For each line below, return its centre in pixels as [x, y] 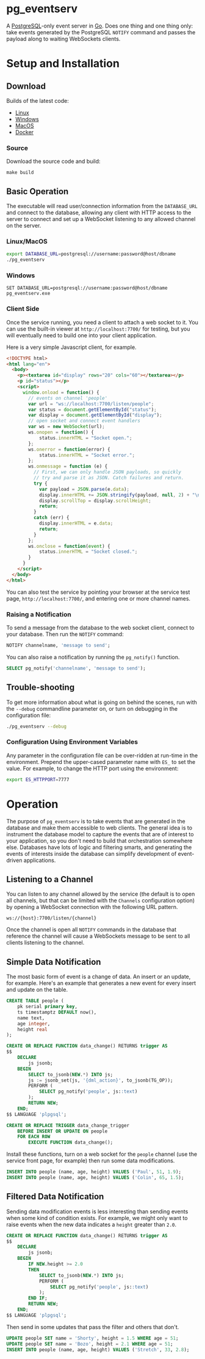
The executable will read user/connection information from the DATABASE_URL [102, 206]
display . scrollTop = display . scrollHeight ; [95, 501]
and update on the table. [37, 990]
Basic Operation [38, 191]
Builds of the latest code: [38, 100]
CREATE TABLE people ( [35, 1001]
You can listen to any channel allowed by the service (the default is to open [101, 894]
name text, [31, 1018]
